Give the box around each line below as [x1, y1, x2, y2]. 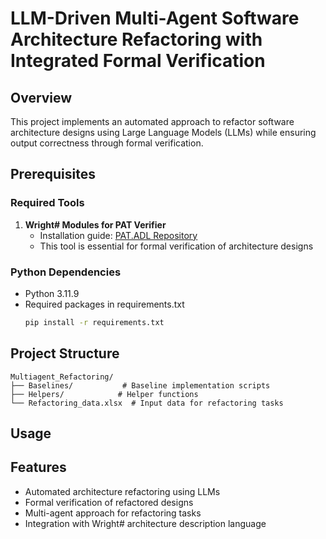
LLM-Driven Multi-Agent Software [10, 7, 300, 30]
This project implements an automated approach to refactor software [10, 116, 295, 127]
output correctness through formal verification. [10, 137, 204, 149]
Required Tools [10, 196, 85, 210]
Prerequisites [10, 166, 96, 183]
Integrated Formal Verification [10, 50, 266, 72]
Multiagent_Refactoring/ [10, 372, 114, 382]
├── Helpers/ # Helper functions [10, 389, 199, 399]
